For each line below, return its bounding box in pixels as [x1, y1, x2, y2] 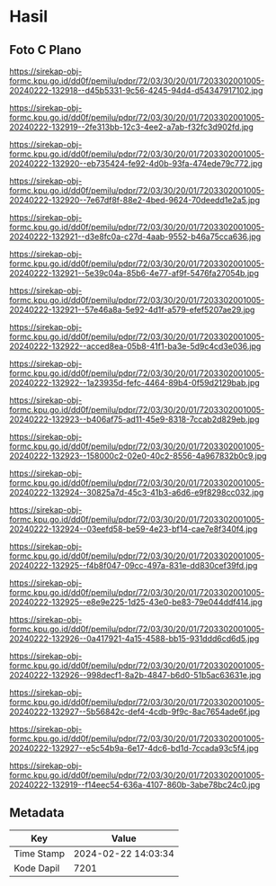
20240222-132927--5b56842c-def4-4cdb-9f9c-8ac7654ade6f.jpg [9, 706, 261, 717]
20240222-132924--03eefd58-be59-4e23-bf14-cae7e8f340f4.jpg [9, 524, 258, 534]
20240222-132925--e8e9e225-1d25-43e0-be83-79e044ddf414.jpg [9, 596, 263, 607]
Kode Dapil [13, 862, 60, 874]
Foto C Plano [9, 42, 82, 58]
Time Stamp [13, 847, 66, 860]
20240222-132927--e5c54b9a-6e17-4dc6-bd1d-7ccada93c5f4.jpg [9, 743, 259, 753]
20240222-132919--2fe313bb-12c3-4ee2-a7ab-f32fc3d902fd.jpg [9, 121, 254, 132]
